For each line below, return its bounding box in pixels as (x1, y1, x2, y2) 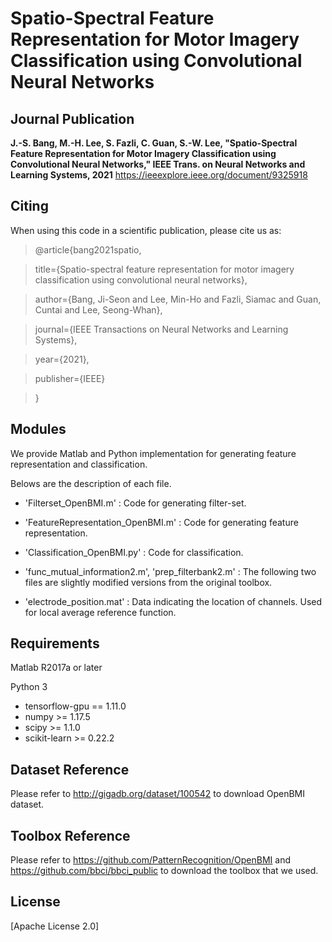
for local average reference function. (24, 606, 177, 618)
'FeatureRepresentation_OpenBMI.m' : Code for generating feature (24, 516, 299, 528)
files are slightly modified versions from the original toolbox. (24, 576, 273, 588)
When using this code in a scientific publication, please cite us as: (10, 224, 282, 236)
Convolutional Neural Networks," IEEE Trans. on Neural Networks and (10, 158, 306, 170)
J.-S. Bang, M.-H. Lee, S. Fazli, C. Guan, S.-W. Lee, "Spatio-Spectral (10, 137, 298, 149)
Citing (10, 198, 49, 215)
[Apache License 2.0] (10, 920, 100, 932)
